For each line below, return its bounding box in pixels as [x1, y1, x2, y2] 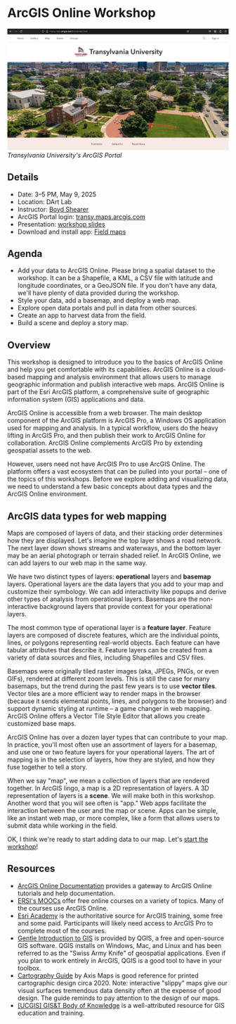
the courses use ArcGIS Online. [17, 904, 109, 912]
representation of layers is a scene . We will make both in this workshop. [7, 792, 216, 800]
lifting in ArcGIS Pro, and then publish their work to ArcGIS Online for [7, 431, 206, 440]
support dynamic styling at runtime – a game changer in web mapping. [7, 704, 212, 713]
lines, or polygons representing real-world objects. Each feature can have [7, 638, 220, 647]
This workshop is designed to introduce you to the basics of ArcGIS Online [7, 358, 223, 367]
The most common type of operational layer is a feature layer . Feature [7, 624, 211, 632]
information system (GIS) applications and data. [7, 396, 145, 404]
